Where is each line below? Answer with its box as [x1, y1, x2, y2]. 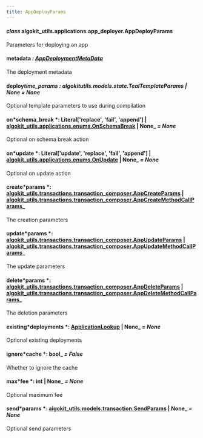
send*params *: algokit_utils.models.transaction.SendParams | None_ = [6, 405, 193, 412]
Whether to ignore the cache [6, 364, 78, 371]
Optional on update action [6, 169, 72, 177]
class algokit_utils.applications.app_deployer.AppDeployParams [6, 28, 173, 35]
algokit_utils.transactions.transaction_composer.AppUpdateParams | [6, 237, 185, 244]
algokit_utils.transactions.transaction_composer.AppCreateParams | [6, 190, 184, 197]
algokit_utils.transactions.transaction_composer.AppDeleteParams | [6, 283, 184, 290]
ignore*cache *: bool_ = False [6, 350, 83, 358]
